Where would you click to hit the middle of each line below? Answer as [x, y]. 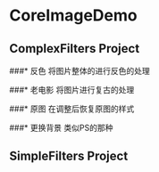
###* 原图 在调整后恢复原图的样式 [72, 109]
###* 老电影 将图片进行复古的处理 [72, 90]
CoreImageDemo [73, 16]
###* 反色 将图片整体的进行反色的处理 [79, 71]
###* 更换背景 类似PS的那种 [61, 127]
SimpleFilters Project [69, 156]
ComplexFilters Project [75, 49]
